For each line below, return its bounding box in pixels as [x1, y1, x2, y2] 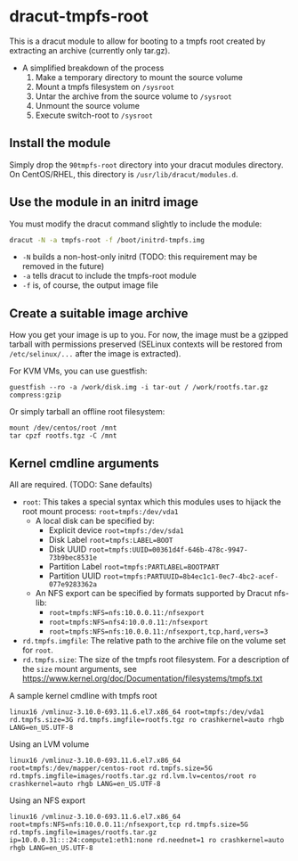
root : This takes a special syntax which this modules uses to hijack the [21, 496, 282, 507]
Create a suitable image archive [9, 306, 189, 321]
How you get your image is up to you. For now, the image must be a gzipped [9, 330, 289, 340]
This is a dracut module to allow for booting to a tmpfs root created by [9, 36, 266, 46]
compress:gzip [9, 390, 62, 400]
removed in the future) [21, 261, 105, 272]
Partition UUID [48, 570, 101, 581]
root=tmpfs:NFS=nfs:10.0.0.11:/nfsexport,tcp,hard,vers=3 [48, 627, 269, 636]
